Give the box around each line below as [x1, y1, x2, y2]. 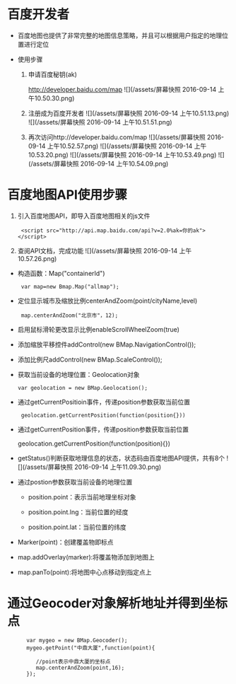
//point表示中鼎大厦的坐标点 [35, 658, 111, 665]
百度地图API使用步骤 [7, 187, 127, 203]
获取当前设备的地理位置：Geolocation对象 [17, 370, 140, 378]
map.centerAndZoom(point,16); [35, 664, 125, 671]
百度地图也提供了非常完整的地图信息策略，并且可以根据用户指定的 [17, 31, 210, 40]
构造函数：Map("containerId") [17, 269, 105, 277]
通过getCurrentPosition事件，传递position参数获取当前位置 [17, 425, 189, 434]
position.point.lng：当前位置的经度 [28, 507, 129, 516]
